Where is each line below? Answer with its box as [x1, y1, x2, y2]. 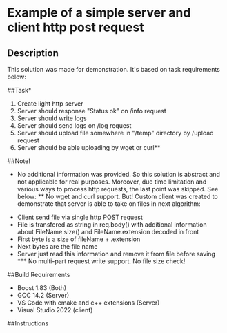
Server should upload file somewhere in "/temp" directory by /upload [17, 129, 214, 137]
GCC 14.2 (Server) [17, 292, 70, 299]
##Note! [7, 157, 31, 165]
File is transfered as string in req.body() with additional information [17, 220, 207, 229]
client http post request [7, 19, 145, 35]
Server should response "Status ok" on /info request [17, 107, 167, 115]
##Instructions [7, 319, 49, 327]
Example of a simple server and [7, 5, 191, 21]
